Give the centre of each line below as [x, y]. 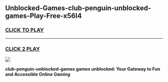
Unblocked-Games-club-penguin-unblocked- [78, 8]
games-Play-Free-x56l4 [43, 16]
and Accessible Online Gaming [38, 74]
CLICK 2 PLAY [22, 49]
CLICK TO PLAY [24, 30]
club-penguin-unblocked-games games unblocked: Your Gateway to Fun [83, 69]
